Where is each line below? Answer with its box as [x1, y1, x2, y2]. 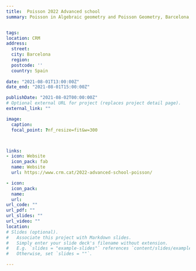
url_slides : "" [6, 213, 43, 219]
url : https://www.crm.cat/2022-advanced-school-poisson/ [11, 170, 153, 176]
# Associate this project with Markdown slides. [6, 235, 132, 241]
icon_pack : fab [11, 159, 48, 164]
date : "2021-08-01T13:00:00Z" [6, 78, 80, 85]
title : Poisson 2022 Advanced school [6, 8, 100, 15]
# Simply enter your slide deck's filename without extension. [6, 240, 168, 246]
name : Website [11, 164, 45, 170]
